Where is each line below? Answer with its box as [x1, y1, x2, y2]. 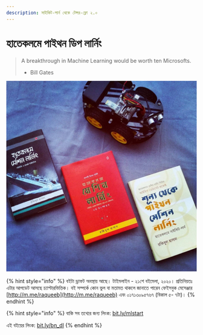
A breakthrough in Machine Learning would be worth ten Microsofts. [21, 57, 192, 64]
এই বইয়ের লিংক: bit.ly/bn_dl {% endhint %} [6, 321, 103, 329]
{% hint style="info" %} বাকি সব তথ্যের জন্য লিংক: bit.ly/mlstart [6, 309, 144, 317]
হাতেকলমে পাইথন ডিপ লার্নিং [6, 36, 101, 50]
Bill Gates [30, 68, 54, 76]
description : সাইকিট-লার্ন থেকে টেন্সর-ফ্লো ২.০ [6, 10, 98, 16]
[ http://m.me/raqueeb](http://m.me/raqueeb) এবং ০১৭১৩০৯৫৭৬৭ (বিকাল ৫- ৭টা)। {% [6, 291, 195, 298]
